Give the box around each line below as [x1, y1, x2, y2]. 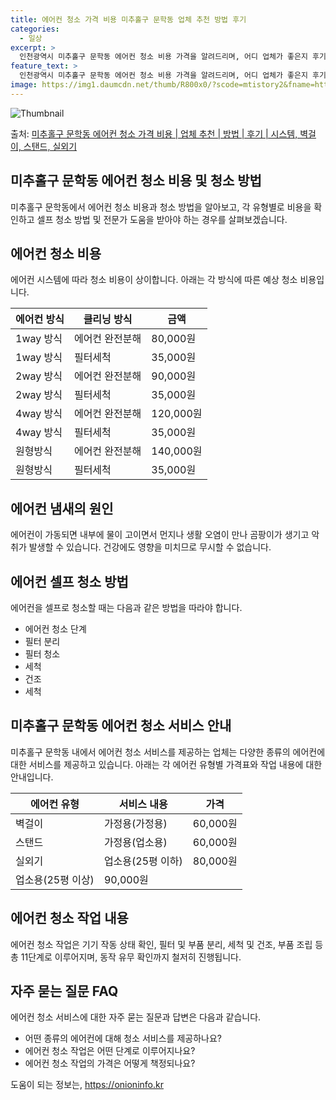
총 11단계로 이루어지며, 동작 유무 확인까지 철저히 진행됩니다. [10, 951, 242, 963]
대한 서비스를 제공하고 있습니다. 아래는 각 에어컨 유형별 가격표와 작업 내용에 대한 [10, 758, 323, 770]
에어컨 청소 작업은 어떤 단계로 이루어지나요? [24, 1045, 196, 1057]
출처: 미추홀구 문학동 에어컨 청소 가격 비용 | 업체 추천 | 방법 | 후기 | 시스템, [10, 127, 298, 140]
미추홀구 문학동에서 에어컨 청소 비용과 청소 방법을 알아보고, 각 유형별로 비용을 [10, 201, 312, 213]
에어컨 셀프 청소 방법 [10, 573, 129, 590]
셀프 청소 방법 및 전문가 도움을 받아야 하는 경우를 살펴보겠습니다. [36, 213, 288, 225]
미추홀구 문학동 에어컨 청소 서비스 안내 [10, 717, 232, 735]
